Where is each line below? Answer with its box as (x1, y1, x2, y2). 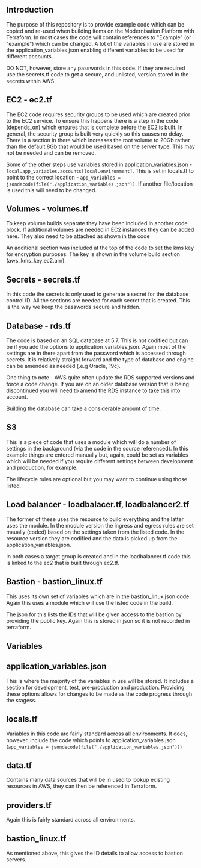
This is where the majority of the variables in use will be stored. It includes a (6, 677, 194, 684)
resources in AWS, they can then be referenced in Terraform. (6, 782, 157, 790)
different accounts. (6, 52, 53, 60)
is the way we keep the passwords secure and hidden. (6, 304, 141, 311)
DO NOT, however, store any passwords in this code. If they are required (6, 64, 185, 72)
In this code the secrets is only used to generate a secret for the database (6, 290, 189, 298)
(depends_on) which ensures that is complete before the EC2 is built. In (6, 123, 183, 131)
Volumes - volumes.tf (6, 204, 89, 214)
